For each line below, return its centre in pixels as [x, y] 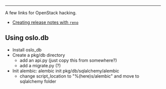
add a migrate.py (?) [40, 65]
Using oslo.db [27, 38]
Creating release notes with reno [45, 22]
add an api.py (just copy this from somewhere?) [68, 60]
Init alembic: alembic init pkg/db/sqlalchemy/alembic [66, 71]
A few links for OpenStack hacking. [41, 13]
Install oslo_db [27, 49]
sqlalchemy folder [38, 81]
